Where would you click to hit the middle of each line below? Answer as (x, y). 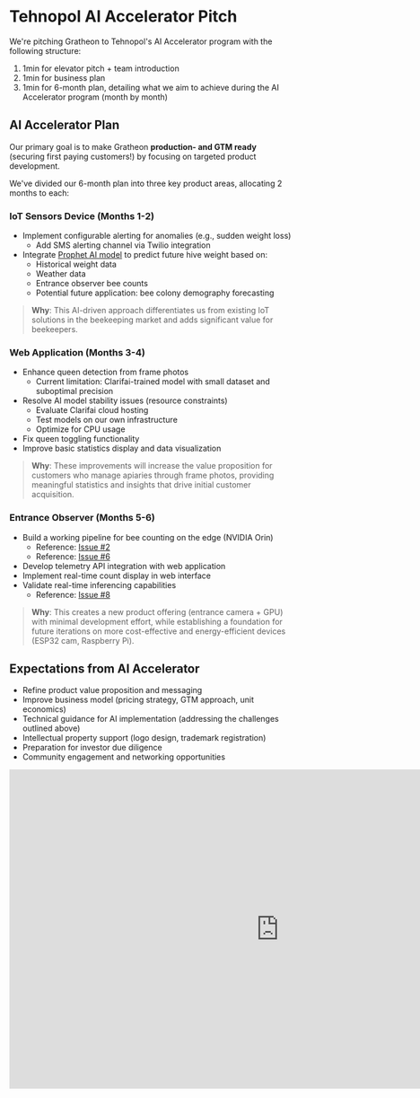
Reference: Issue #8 (73, 594)
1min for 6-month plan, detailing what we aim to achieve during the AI (151, 87)
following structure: (45, 50)
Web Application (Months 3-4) (77, 352)
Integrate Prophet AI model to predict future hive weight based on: (145, 255)
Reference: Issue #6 (73, 556)
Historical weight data (76, 264)
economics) (44, 709)
